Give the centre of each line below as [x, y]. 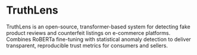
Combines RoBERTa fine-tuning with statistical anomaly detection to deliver [99, 39]
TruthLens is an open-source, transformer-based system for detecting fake [98, 27]
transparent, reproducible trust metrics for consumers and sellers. [87, 46]
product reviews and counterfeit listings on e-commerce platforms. [88, 33]
